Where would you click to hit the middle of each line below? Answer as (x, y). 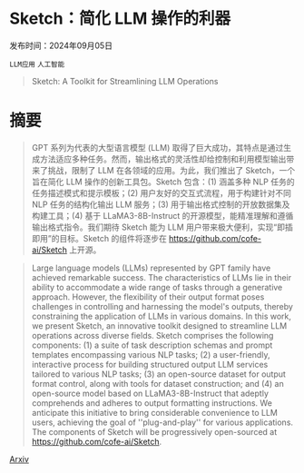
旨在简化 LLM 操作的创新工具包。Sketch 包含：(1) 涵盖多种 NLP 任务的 (163, 182)
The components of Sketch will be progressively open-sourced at (154, 431)
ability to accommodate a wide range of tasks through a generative (157, 287)
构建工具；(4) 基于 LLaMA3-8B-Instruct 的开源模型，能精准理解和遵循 (162, 215)
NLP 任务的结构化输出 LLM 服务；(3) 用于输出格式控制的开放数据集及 (161, 204)
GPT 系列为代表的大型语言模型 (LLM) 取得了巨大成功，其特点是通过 (157, 147)
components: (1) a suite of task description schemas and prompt (152, 345)
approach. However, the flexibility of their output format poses (148, 297)
